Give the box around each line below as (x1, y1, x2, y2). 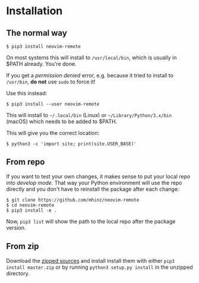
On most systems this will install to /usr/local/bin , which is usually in (6, 54, 177, 61)
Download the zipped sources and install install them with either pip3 (6, 257, 175, 264)
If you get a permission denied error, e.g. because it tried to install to (6, 72, 174, 78)
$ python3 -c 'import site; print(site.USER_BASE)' (6, 141, 137, 147)
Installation (6, 4, 63, 18)
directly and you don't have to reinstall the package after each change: (6, 185, 179, 193)
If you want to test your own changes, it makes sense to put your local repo (6, 172, 191, 180)
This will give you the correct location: (6, 130, 100, 136)
